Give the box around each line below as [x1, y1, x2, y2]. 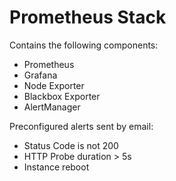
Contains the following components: [9, 39, 159, 51]
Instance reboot [23, 161, 90, 173]
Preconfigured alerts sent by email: [9, 120, 154, 132]
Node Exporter [23, 79, 85, 91]
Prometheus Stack [9, 6, 167, 29]
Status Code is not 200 [23, 139, 119, 151]
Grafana [23, 69, 58, 81]
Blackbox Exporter [23, 90, 101, 102]
